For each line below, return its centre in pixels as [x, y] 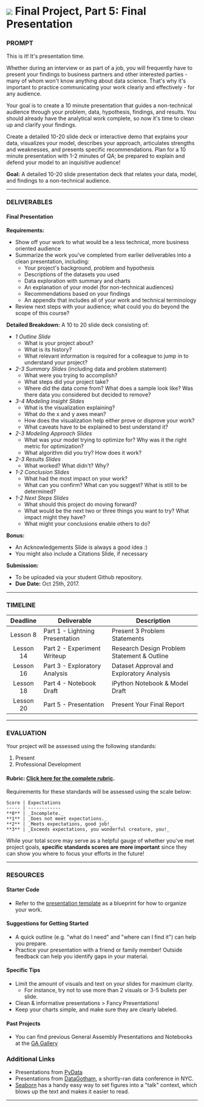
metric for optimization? [54, 446]
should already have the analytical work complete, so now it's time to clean [100, 118]
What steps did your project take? [66, 381]
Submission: [22, 565]
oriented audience [38, 248]
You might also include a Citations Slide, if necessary [81, 553]
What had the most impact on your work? [76, 479]
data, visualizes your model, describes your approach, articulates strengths [100, 143]
